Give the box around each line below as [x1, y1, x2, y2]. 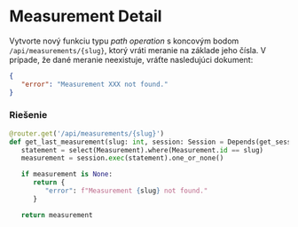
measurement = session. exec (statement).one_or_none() [20, 153, 224, 163]
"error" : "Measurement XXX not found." [20, 80, 169, 89]
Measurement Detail [9, 6, 162, 27]
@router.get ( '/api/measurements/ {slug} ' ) [9, 129, 165, 138]
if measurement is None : [20, 170, 114, 179]
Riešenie [9, 109, 48, 121]
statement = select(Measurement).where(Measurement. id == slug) [20, 145, 264, 154]
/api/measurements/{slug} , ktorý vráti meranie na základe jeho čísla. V [9, 44, 266, 55]
